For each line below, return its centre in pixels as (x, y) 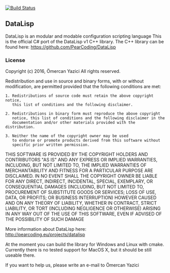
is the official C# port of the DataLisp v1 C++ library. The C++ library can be (85, 41)
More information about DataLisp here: (46, 229)
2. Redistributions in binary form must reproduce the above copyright (83, 114)
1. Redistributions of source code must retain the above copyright (79, 96)
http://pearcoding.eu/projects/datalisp (45, 235)
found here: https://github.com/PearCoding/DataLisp (61, 47)
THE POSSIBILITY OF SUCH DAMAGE (45, 220)
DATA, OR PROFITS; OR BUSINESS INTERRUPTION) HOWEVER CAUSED (81, 198)
